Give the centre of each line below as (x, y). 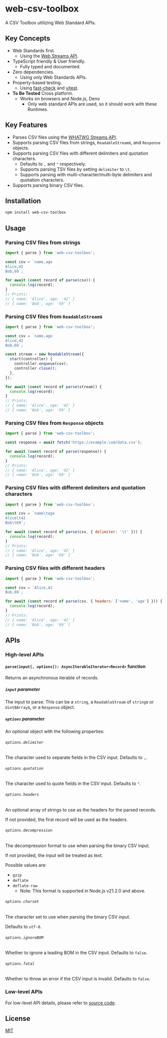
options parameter (25, 719)
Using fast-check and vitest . (49, 88)
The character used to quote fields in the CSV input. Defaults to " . (73, 783)
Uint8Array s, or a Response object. (40, 707)
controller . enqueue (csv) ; (41, 364)
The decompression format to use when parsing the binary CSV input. (77, 845)
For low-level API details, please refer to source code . (61, 1003)
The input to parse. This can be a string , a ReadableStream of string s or (79, 702)
